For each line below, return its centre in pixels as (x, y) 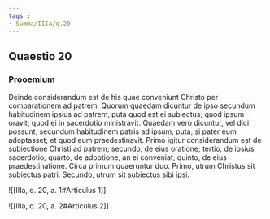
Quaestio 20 (40, 56)
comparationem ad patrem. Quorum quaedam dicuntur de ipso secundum (132, 105)
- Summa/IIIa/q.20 (39, 24)
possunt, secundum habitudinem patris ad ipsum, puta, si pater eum (123, 131)
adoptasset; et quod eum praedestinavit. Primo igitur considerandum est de (135, 140)
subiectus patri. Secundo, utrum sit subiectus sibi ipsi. (99, 174)
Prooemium (32, 79)
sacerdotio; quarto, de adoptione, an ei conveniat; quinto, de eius (118, 157)
